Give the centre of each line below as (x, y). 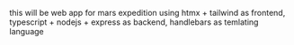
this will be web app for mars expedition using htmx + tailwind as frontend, (147, 13)
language (27, 31)
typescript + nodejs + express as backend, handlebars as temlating (134, 22)
